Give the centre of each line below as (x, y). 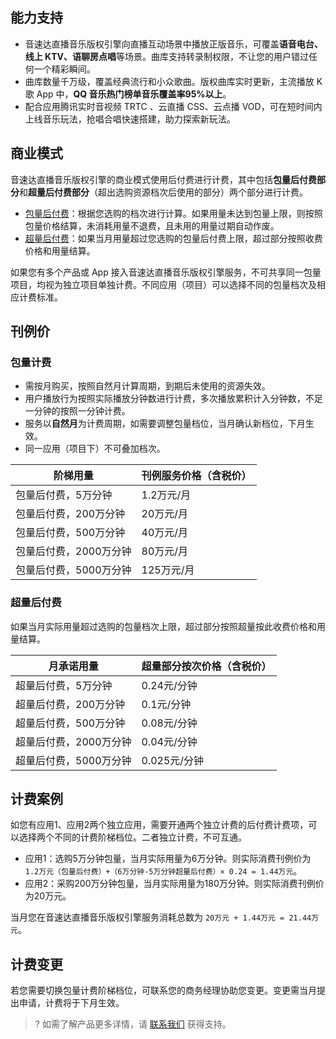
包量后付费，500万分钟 (70, 533)
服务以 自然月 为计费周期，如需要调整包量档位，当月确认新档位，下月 (165, 424)
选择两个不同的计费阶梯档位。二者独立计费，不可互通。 (132, 837)
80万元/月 (165, 551)
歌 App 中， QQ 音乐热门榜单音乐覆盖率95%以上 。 (128, 94)
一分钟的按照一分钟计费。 (77, 411)
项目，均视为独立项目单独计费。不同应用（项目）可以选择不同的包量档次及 (163, 284)
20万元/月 (165, 514)
